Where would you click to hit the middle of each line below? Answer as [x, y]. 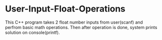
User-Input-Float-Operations [65, 9]
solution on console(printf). [32, 32]
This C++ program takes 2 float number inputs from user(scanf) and [74, 22]
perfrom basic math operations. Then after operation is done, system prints [81, 27]
